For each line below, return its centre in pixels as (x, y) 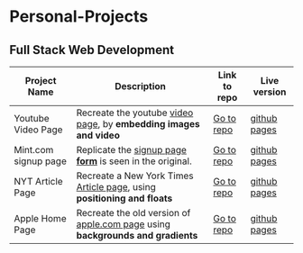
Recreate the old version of (133, 213)
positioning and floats (124, 198)
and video (98, 135)
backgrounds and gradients (137, 235)
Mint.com (34, 150)
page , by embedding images (138, 124)
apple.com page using (124, 224)
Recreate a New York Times (135, 176)
